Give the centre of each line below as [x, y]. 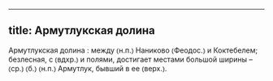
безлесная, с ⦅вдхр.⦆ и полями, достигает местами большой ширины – [131, 59]
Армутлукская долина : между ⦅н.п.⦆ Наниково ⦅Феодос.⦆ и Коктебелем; [133, 50]
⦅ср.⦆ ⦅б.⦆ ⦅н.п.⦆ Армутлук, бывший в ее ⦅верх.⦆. [88, 68]
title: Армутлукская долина [82, 30]
